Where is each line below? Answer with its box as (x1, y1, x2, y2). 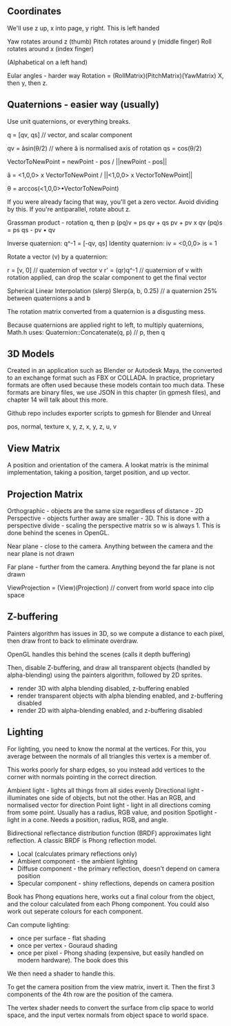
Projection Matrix (7, 488, 83, 500)
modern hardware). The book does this (17, 955, 129, 964)
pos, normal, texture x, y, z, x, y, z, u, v (7, 422, 117, 431)
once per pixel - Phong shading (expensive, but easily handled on (17, 949, 204, 957)
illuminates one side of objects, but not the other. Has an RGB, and (7, 793, 196, 801)
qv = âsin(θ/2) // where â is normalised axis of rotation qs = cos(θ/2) (7, 144, 202, 152)
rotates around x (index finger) (7, 44, 94, 53)
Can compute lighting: (7, 920, 70, 929)
